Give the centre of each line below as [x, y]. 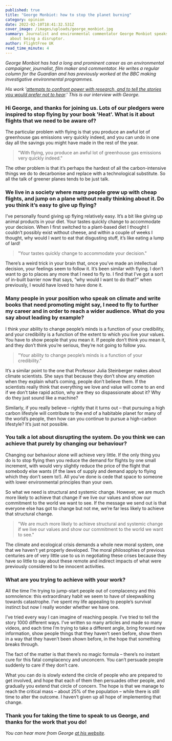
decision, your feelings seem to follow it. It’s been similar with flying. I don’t [84, 269]
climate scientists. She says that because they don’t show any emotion [80, 376]
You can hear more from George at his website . [56, 733]
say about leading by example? [45, 317]
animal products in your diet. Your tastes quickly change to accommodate [83, 222]
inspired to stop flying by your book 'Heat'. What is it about [80, 114]
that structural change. [29, 514]
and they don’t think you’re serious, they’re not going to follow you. [76, 345]
